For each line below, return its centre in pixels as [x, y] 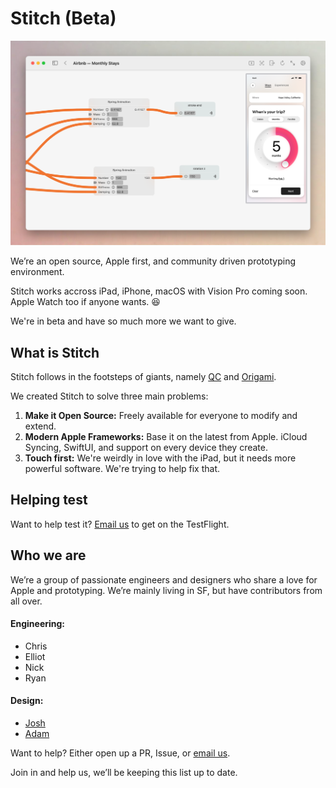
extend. [40, 426]
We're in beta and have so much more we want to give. [123, 321]
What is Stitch [55, 352]
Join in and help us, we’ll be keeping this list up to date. [124, 773]
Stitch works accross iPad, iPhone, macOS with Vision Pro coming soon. [159, 291]
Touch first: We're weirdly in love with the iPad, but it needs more [160, 458]
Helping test [49, 500]
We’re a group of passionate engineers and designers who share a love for [164, 579]
